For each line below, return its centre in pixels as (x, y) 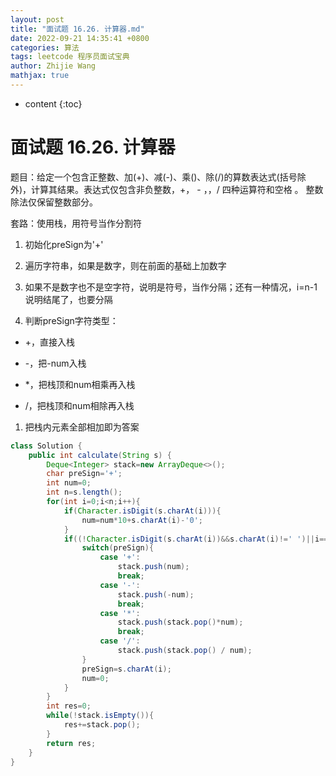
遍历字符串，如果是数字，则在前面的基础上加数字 (125, 265)
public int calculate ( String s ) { (100, 455)
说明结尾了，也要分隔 (68, 299)
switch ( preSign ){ (118, 548)
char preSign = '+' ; (84, 474)
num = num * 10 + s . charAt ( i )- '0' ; (142, 520)
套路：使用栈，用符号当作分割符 (76, 223)
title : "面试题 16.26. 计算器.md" (77, 29)
